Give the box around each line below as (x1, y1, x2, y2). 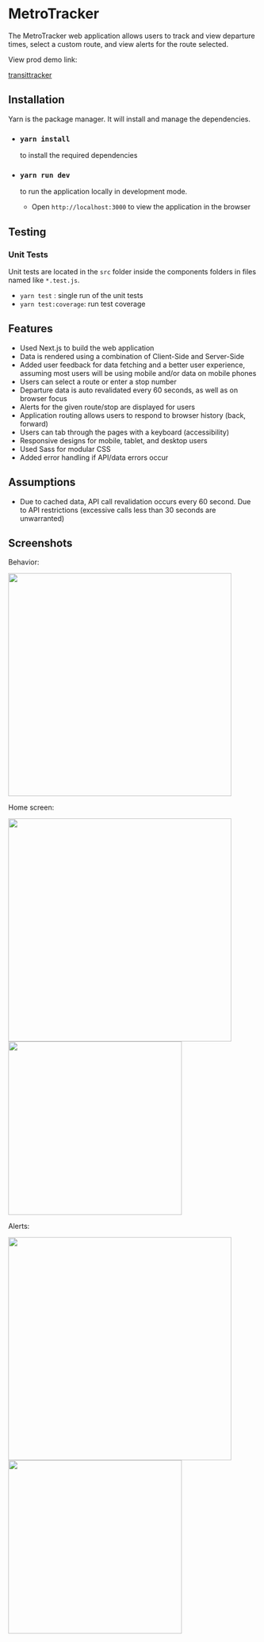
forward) (19, 419, 49, 428)
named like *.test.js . (8, 275, 80, 285)
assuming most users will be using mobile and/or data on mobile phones (19, 368, 257, 377)
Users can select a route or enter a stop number (19, 377, 177, 386)
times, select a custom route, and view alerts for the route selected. (8, 39, 228, 48)
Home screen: (8, 802, 55, 813)
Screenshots (8, 537, 73, 550)
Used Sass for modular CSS (19, 444, 111, 454)
